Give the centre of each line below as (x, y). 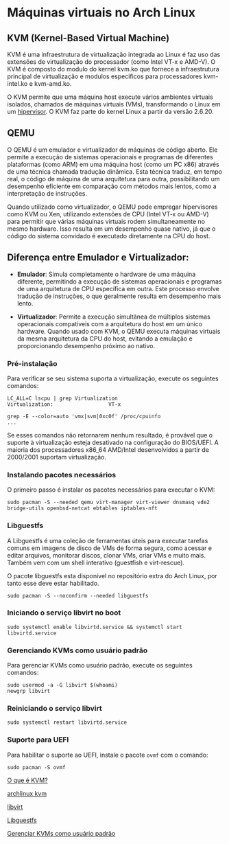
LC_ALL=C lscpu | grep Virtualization (62, 398)
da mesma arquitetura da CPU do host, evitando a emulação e (105, 339)
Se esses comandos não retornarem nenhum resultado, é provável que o (110, 435)
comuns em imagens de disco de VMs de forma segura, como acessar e (110, 548)
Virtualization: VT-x (64, 404)
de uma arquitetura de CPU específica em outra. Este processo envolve (118, 288)
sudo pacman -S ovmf (37, 767)
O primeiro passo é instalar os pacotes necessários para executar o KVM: (111, 490)
